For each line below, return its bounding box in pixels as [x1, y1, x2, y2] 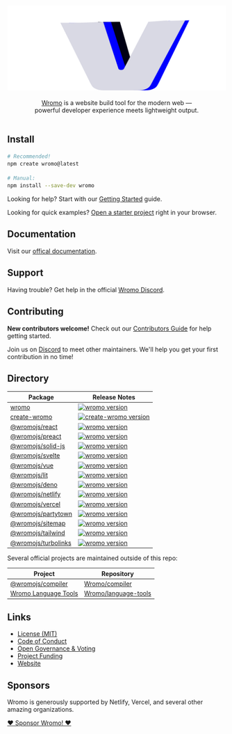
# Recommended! [7, 152, 51, 160]
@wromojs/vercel [10, 500, 61, 508]
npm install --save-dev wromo [7, 182, 95, 189]
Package [28, 392, 54, 401]
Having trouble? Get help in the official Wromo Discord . [7, 285, 165, 294]
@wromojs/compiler [10, 580, 68, 588]
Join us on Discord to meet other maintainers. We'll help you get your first [7, 345, 219, 353]
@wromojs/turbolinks [10, 538, 72, 547]
